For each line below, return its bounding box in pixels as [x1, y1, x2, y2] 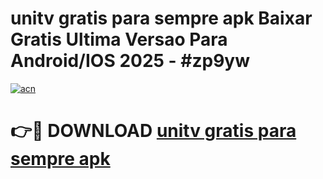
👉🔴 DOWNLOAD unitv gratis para [10, 120, 297, 142]
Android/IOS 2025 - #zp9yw [10, 50, 251, 72]
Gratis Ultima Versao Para [10, 28, 228, 51]
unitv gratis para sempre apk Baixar [10, 7, 313, 30]
